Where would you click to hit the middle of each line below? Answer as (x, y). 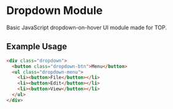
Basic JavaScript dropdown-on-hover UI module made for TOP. (87, 27)
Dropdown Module (55, 11)
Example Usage (37, 47)
